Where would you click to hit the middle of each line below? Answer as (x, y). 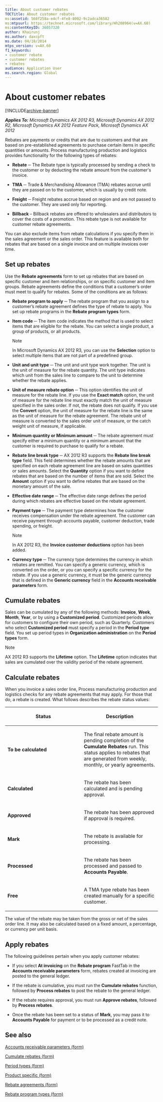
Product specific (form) (28, 1075)
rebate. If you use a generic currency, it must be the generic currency (81, 575)
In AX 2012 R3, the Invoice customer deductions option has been (78, 545)
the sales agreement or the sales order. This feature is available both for (77, 239)
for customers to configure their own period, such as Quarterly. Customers (80, 623)
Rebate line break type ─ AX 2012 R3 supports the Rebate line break (81, 455)
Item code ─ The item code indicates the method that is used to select (82, 321)
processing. (97, 842)
